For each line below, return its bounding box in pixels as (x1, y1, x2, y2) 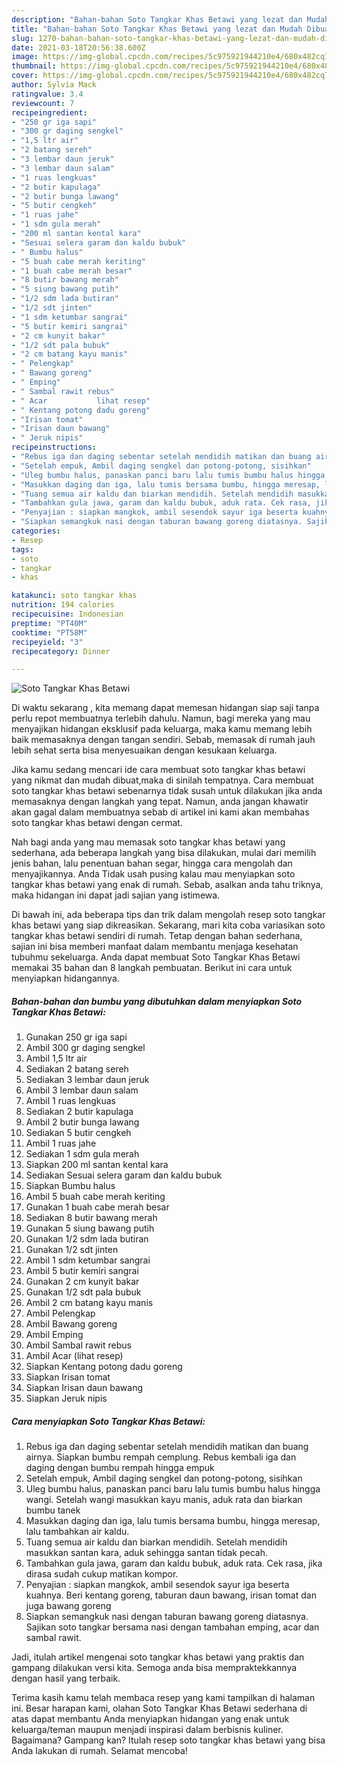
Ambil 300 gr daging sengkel (25, 1042, 146, 1054)
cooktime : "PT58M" (11, 627, 88, 638)
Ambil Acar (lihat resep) (25, 1350, 124, 1362)
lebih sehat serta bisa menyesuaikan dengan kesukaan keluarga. (11, 744, 278, 756)
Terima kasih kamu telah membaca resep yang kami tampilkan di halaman (11, 1692, 316, 1704)
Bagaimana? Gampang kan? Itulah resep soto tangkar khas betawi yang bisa (11, 1734, 326, 1746)
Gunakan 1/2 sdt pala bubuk (25, 1286, 142, 1298)
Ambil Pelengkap (25, 1307, 96, 1320)
